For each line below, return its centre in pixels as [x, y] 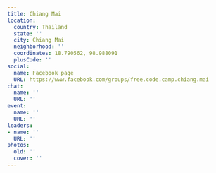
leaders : [20, 125]
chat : [15, 86]
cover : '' [28, 159]
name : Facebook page [44, 73]
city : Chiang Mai [39, 40]
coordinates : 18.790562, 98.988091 [66, 54]
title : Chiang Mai [34, 14]
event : [17, 106]
